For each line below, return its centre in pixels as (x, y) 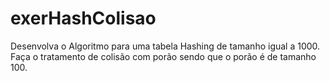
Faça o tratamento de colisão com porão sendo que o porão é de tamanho (163, 56)
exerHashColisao (83, 18)
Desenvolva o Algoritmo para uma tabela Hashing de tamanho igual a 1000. (165, 46)
